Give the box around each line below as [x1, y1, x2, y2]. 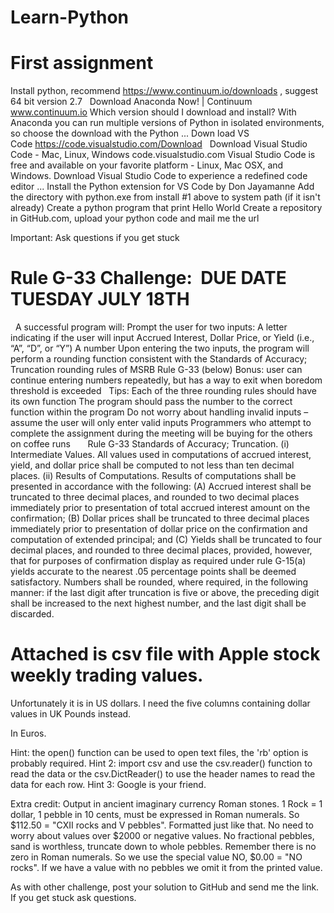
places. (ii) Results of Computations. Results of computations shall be [10, 470, 297, 482]
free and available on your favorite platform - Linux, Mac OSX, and [10, 159, 284, 171]
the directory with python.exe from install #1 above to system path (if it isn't [10, 191, 321, 203]
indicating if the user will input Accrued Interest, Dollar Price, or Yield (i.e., [10, 332, 315, 344]
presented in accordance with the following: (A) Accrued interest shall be [10, 481, 312, 493]
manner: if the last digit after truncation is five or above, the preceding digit [10, 587, 320, 599]
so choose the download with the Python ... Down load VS [10, 127, 250, 140]
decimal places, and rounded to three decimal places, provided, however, [10, 544, 313, 556]
